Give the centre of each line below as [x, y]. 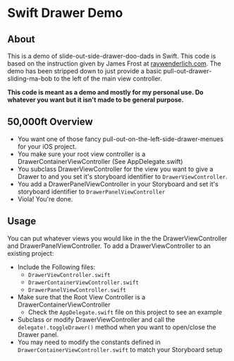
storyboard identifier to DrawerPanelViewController [91, 191]
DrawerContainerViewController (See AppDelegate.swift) [100, 161]
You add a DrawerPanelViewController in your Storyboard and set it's [118, 184]
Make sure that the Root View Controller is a [81, 297]
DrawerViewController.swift [69, 275]
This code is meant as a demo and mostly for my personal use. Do [105, 92]
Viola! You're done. [45, 199]
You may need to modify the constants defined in [89, 342]
